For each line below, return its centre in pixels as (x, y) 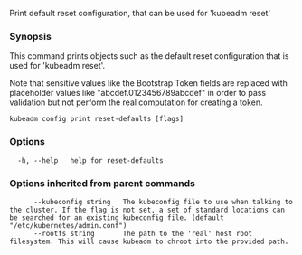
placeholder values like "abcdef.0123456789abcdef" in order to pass (138, 93)
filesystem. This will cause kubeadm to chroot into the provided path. (149, 241)
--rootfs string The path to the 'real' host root (143, 233)
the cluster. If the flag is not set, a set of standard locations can (147, 210)
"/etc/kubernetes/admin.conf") (68, 225)
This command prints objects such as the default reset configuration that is (149, 56)
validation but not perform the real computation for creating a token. (136, 102)
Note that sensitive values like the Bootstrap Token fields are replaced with (148, 83)
